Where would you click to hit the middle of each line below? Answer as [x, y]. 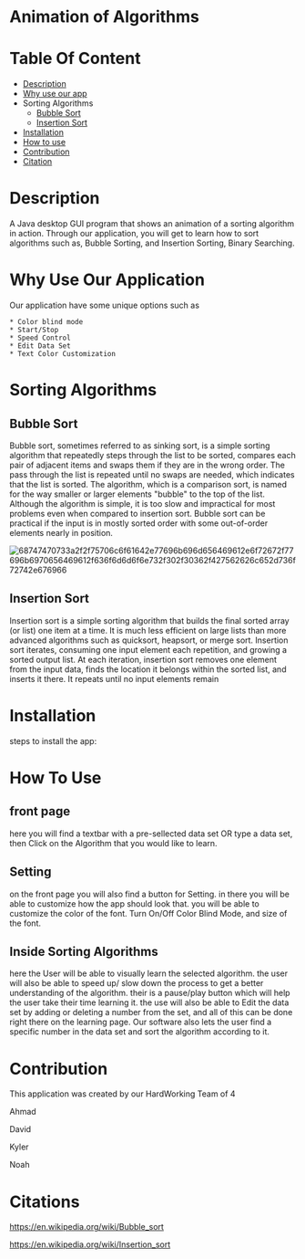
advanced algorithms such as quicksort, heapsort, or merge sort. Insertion [149, 640]
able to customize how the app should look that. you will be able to [134, 903]
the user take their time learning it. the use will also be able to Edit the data [149, 1002]
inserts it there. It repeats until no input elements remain [114, 678]
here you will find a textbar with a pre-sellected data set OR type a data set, [151, 834]
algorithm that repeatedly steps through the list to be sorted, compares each [152, 455]
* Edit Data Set [40, 346]
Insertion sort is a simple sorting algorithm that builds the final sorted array [149, 620]
